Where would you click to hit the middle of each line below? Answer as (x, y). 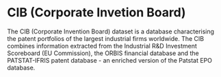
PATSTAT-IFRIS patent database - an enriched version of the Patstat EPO (110, 60)
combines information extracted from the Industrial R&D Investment (102, 46)
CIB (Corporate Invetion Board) (96, 13)
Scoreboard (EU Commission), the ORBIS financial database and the (103, 53)
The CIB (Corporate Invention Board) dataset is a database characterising (110, 31)
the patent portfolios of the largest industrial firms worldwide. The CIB (105, 38)
